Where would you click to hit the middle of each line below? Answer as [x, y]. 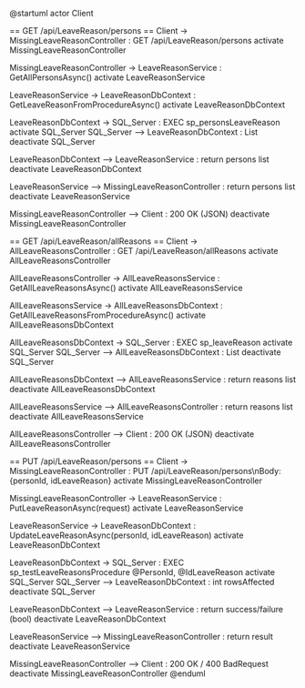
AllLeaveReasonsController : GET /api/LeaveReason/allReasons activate [144, 251]
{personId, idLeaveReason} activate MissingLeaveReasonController [136, 481]
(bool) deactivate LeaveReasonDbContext [88, 619]
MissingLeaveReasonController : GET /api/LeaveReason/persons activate [147, 40]
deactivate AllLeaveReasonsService [76, 416]
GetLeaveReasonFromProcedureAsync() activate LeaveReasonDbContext [147, 105]
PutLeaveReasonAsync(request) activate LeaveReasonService [127, 508]
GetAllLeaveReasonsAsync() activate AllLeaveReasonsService [126, 288]
